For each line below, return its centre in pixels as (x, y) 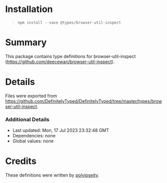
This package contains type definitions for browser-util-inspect (71, 56)
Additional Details (27, 119)
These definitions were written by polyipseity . (52, 175)
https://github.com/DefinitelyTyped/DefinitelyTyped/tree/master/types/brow (83, 101)
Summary (26, 42)
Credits (21, 161)
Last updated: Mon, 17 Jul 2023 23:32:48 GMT (61, 130)
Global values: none (33, 141)
